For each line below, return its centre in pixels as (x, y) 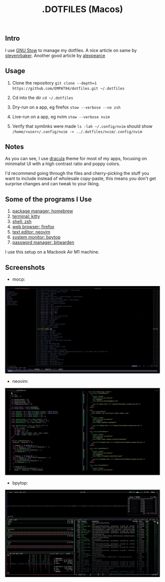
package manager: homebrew (42, 211)
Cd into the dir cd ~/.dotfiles (43, 97)
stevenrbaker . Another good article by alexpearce (55, 56)
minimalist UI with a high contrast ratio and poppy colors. (63, 164)
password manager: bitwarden (43, 242)
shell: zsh (22, 222)
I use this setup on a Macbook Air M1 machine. (52, 252)
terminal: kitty (26, 216)
